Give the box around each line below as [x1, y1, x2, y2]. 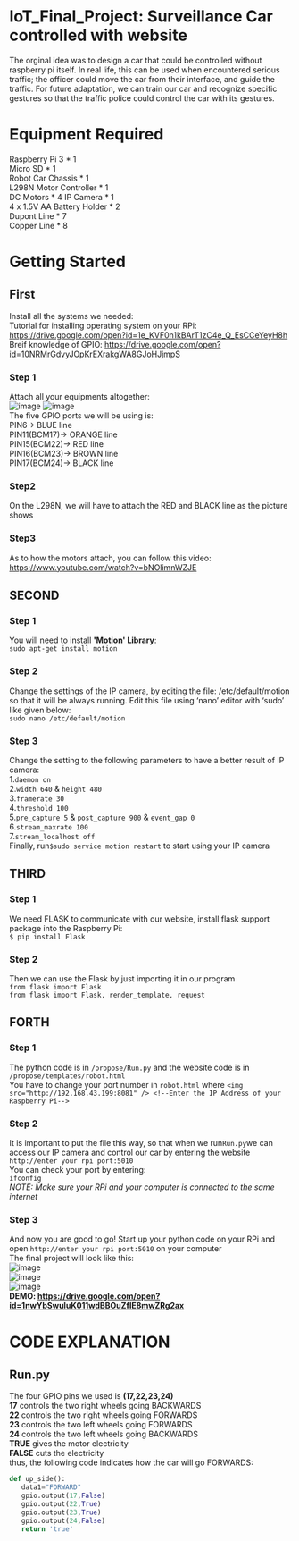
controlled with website [9, 25, 187, 46]
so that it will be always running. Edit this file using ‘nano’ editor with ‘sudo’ [9, 695, 285, 705]
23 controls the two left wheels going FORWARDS [9, 1419, 193, 1430]
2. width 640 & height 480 [9, 784, 103, 795]
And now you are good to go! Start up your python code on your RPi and [9, 1234, 275, 1244]
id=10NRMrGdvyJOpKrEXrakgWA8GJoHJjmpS [9, 349, 181, 359]
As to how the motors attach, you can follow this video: [9, 552, 212, 563]
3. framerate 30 [9, 793, 65, 804]
